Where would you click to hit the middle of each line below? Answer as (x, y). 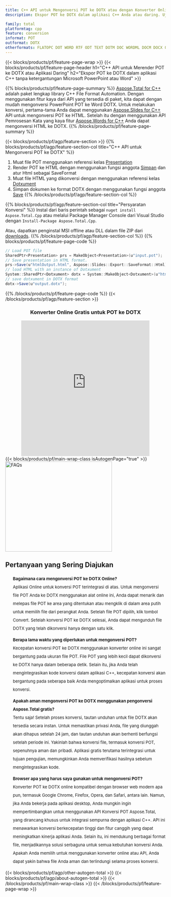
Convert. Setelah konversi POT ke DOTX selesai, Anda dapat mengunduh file (87, 620)
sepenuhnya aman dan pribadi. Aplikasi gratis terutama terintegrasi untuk (84, 750)
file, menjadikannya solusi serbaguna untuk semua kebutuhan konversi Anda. (88, 845)
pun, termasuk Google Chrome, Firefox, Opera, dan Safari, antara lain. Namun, (89, 795)
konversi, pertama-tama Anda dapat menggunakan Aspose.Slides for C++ (83, 110)
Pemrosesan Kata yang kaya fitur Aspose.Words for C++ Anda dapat (77, 121)
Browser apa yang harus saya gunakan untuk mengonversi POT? (78, 778)
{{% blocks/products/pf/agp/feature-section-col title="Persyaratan (76, 204)
